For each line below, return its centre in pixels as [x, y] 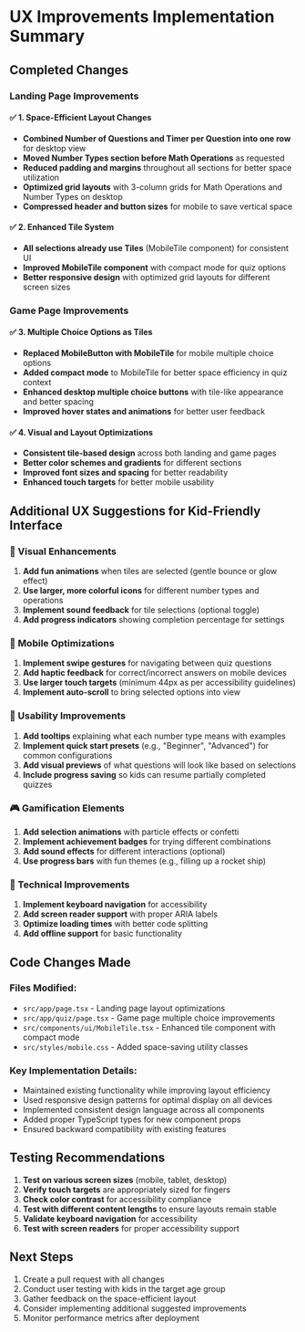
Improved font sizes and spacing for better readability [125, 473]
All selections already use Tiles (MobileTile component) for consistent [156, 247]
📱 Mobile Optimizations [62, 643]
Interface [36, 525]
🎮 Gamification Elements [67, 808]
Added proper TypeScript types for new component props [132, 1119]
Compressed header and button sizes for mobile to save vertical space [158, 206]
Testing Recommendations [87, 1158]
